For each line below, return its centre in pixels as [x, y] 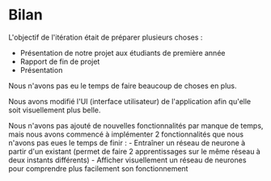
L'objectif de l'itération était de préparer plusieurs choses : [106, 37]
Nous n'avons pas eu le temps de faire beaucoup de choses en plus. [123, 86]
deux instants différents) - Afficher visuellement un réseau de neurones [127, 160]
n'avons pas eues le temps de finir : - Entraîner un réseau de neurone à [127, 142]
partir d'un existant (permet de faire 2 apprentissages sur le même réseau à [134, 151]
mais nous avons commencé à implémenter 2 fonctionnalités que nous [126, 134]
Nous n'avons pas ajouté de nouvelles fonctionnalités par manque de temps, [136, 125]
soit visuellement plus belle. [55, 110]
